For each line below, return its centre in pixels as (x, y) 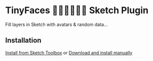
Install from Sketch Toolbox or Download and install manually (69, 52)
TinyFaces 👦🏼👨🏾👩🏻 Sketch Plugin (77, 10)
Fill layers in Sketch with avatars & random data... (56, 24)
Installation (23, 40)
